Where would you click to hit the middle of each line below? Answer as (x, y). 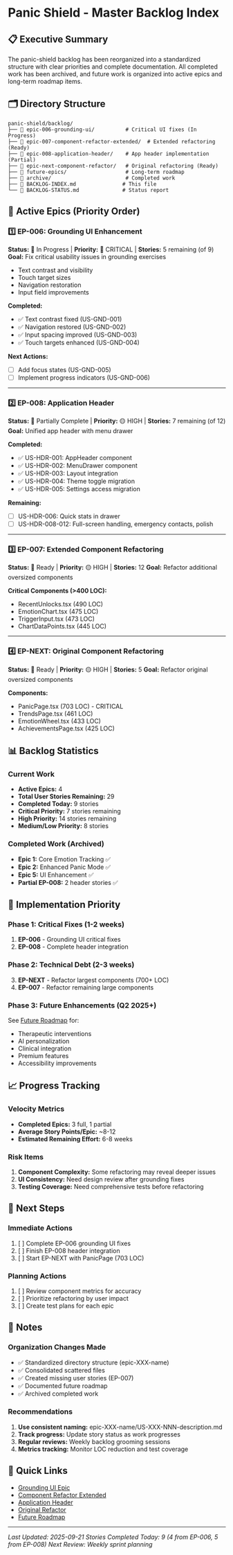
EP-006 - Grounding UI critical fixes (69, 940)
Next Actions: (28, 356)
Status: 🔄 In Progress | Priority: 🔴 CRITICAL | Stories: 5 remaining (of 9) (111, 249)
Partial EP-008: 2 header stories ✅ (68, 882)
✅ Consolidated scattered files (62, 1370)
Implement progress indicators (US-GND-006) (84, 377)
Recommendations (40, 1412)
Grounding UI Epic (44, 1487)
